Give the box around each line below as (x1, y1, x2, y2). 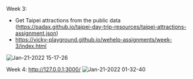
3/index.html (15, 42, 47, 49)
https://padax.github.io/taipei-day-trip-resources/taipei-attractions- (17, 24, 187, 30)
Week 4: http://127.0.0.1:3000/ (6, 66, 81, 73)
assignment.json (15, 30, 56, 37)
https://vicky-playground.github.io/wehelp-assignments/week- (15, 36, 172, 43)
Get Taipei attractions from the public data (15, 17, 121, 24)
